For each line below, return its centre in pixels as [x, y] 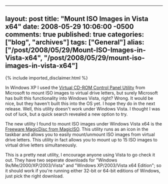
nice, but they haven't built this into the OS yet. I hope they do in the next [80, 103]
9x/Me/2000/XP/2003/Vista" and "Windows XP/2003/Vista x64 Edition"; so [83, 165]
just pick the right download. [34, 176]
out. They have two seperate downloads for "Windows [61, 160]
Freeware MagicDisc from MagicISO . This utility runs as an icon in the [77, 129]
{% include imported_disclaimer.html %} [47, 77]
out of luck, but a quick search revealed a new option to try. [66, 114]
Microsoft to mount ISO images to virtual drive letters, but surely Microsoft [81, 92]
